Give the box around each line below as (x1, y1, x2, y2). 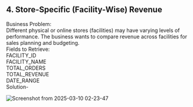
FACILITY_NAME (6, 58, 47, 65)
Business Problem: (6, 20, 52, 27)
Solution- (6, 83, 29, 90)
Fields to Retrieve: (6, 46, 50, 53)
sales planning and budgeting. (6, 39, 80, 46)
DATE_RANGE (6, 77, 40, 84)
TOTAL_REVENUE (6, 70, 50, 77)
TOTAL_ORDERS (6, 64, 46, 72)
